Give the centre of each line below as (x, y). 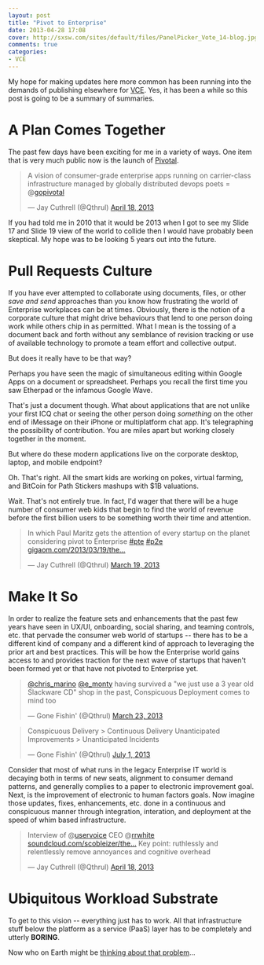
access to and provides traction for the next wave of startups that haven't (127, 660)
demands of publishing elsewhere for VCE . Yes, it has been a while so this (128, 90)
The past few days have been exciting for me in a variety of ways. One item (130, 152)
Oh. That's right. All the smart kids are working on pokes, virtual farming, (126, 477)
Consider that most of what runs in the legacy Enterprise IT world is (117, 769)
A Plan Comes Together (87, 130)
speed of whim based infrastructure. (67, 820)
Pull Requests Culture (81, 271)
